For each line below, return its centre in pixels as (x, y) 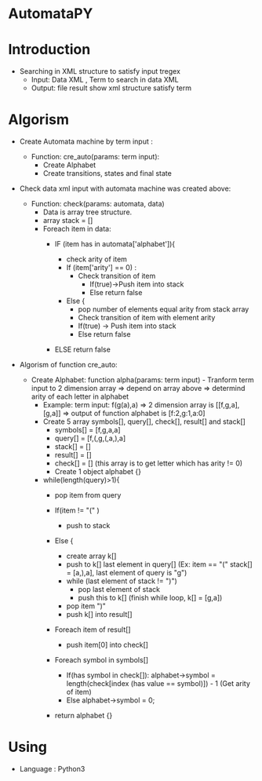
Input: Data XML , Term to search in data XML (105, 80)
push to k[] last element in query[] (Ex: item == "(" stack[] (159, 564)
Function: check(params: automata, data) (98, 204)
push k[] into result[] (99, 615)
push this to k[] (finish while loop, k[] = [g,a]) (150, 598)
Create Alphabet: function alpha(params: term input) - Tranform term (142, 380)
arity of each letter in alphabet (80, 396)
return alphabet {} (84, 716)
